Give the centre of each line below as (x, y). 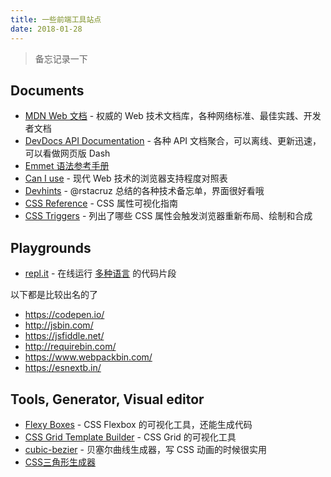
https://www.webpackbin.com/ (88, 357)
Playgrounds (51, 247)
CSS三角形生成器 (60, 462)
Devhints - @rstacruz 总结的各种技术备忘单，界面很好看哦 (144, 191)
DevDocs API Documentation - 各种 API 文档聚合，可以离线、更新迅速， (173, 141)
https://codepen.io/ (64, 315)
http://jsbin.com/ (59, 325)
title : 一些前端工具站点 (56, 19)
